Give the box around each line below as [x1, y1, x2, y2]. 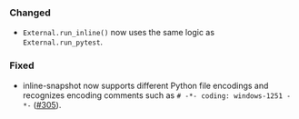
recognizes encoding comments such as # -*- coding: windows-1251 [22, 89, 284, 101]
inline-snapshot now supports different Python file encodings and [22, 80, 269, 91]
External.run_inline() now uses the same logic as [22, 27, 215, 38]
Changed [9, 6, 52, 19]
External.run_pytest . [22, 36, 103, 47]
